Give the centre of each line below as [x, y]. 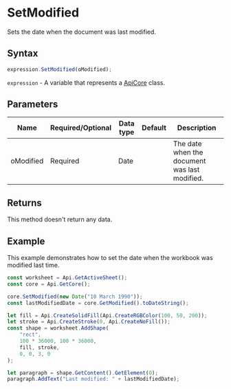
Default [154, 128]
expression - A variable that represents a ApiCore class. [86, 82]
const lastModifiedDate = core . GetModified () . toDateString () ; [98, 303]
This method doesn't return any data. [60, 219]
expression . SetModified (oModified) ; [59, 69]
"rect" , [30, 335]
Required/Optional [81, 128]
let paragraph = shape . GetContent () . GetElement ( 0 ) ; [82, 373]
